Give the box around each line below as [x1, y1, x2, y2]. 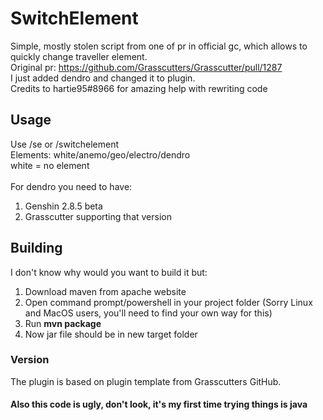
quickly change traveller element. [10, 50, 148, 62]
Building [10, 240, 63, 257]
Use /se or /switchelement [10, 138, 120, 150]
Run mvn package [24, 317, 102, 329]
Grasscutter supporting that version [24, 210, 172, 222]
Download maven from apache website [24, 285, 187, 297]
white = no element [10, 159, 90, 171]
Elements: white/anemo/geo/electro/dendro [10, 148, 191, 161]
